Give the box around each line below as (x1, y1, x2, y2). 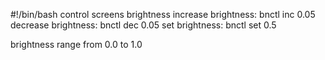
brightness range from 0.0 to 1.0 (10, 39, 143, 50)
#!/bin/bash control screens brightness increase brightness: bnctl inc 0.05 (10, 9, 316, 20)
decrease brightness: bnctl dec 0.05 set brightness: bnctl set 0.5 (10, 19, 277, 31)
